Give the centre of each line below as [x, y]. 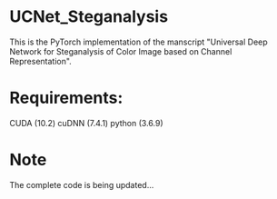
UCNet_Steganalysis [89, 17]
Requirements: [66, 98]
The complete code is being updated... [82, 184]
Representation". [41, 61]
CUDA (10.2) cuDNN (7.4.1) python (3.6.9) [86, 123]
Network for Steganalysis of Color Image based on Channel [121, 51]
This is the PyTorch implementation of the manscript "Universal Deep [138, 42]
